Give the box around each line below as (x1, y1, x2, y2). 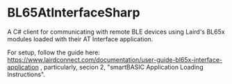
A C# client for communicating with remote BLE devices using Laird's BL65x (7, 28, 225, 36)
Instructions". (7, 70, 45, 78)
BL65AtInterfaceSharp (7, 5, 140, 21)
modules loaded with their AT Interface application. (7, 34, 154, 43)
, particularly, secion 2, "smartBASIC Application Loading (40, 63, 204, 71)
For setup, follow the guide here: (7, 48, 101, 56)
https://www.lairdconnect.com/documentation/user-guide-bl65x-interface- (7, 55, 223, 63)
